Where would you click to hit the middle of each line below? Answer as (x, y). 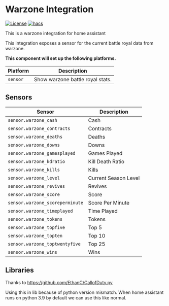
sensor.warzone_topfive (37, 227)
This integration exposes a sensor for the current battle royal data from (79, 43)
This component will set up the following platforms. (61, 58)
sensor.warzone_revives (37, 186)
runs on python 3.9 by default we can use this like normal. (66, 297)
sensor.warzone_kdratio (37, 161)
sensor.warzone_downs (34, 145)
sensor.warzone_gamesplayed (42, 153)
